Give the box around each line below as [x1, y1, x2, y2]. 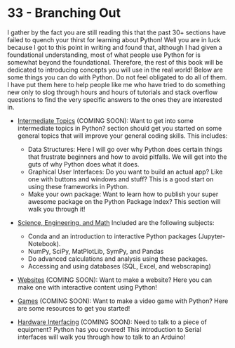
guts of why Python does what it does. [27, 160, 140, 168]
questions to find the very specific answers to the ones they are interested [7, 95, 222, 103]
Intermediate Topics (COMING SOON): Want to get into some [17, 116, 194, 124]
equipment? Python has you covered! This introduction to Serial [17, 325, 202, 333]
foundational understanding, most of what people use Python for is [7, 51, 201, 59]
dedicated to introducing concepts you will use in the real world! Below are [7, 65, 223, 74]
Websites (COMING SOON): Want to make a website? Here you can [17, 276, 213, 284]
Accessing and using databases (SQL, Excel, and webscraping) [27, 262, 212, 270]
